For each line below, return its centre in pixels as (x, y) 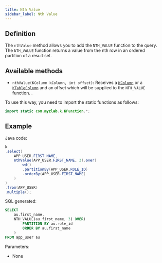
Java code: (16, 138)
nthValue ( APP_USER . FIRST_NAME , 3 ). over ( (55, 161)
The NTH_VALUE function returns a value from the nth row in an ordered (75, 50)
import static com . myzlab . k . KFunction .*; (48, 111)
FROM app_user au (23, 237)
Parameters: (17, 247)
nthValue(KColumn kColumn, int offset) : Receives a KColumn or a (77, 82)
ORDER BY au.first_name (46, 228)
